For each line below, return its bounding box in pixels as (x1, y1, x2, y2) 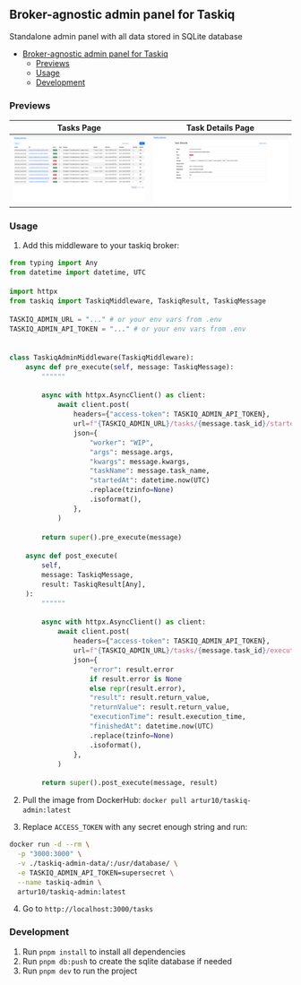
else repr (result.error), (89, 684, 186, 693)
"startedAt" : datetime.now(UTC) (89, 476, 211, 485)
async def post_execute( (25, 551, 118, 561)
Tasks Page (56, 122, 101, 133)
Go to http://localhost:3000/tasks (21, 903, 154, 914)
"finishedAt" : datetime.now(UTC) (89, 721, 215, 731)
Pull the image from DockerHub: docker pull (21, 795, 188, 806)
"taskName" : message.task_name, (89, 466, 211, 476)
